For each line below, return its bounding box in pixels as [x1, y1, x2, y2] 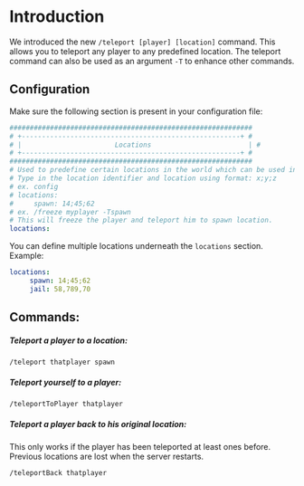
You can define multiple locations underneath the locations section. [9, 241, 264, 252]
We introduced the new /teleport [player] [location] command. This [9, 36, 276, 47]
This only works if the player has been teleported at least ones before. [9, 442, 271, 453]
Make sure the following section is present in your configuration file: [9, 106, 263, 117]
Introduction [9, 6, 105, 27]
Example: [9, 251, 44, 262]
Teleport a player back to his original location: [9, 418, 187, 429]
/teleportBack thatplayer [9, 469, 107, 478]
